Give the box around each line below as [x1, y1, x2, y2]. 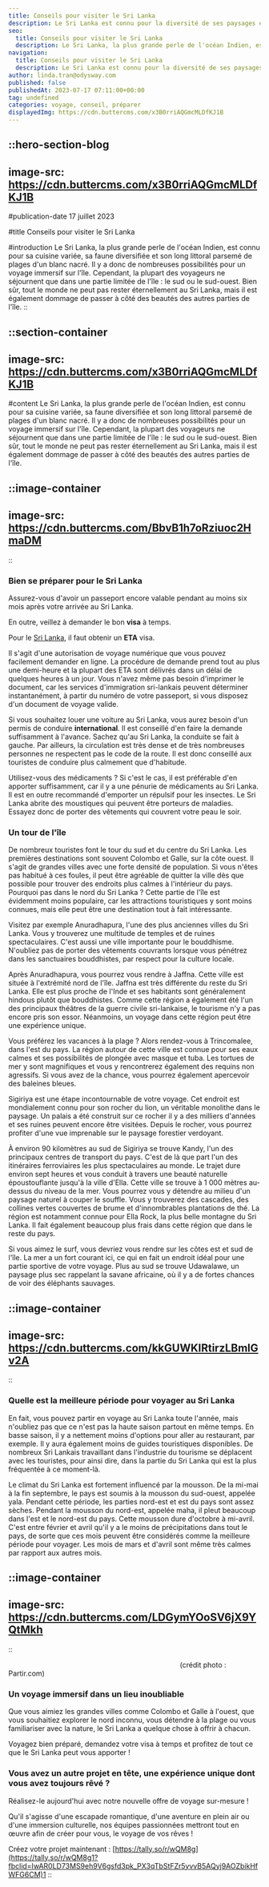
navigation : [8, 49, 48, 57]
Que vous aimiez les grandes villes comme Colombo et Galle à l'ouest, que [8, 1707, 255, 1716]
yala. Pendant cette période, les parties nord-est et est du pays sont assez [8, 1496, 255, 1506]
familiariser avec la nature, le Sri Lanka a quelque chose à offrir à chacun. [8, 1724, 251, 1733]
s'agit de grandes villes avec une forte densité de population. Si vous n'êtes [8, 862, 259, 872]
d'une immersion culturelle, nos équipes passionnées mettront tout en [8, 1820, 239, 1829]
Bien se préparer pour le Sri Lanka [8, 575, 143, 586]
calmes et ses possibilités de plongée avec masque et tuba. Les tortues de [8, 1054, 255, 1063]
